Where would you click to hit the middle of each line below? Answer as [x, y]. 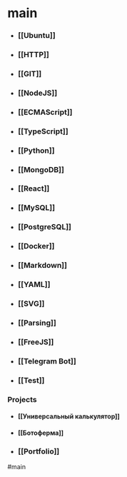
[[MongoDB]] [41, 169]
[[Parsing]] [37, 323]
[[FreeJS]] [36, 342]
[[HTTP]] [34, 55]
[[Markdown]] [42, 266]
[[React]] [34, 189]
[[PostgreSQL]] [44, 227]
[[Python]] [36, 150]
